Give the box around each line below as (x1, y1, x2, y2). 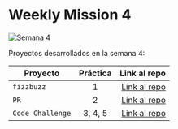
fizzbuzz (12, 82, 46, 91)
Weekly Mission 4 (8, 6, 132, 24)
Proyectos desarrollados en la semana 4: (8, 48, 145, 58)
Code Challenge (12, 108, 72, 118)
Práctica (78, 67, 112, 79)
